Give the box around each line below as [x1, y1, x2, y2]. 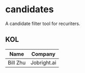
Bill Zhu [8, 59, 26, 66]
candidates [5, 4, 54, 15]
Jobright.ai [30, 59, 56, 66]
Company [31, 50, 56, 57]
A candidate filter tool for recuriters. [5, 20, 80, 27]
